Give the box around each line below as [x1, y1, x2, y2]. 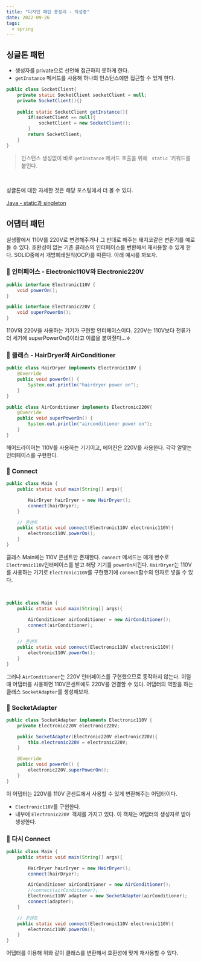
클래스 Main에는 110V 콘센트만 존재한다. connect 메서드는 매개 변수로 [6, 553, 170, 561]
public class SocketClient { [6, 86, 77, 93]
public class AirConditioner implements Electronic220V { [6, 404, 153, 410]
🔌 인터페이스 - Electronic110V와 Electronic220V [6, 267, 144, 276]
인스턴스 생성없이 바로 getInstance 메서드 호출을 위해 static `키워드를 [21, 154, 191, 161]
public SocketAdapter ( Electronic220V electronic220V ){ [17, 733, 158, 739]
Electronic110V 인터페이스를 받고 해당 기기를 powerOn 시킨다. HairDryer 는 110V [6, 561, 192, 568]
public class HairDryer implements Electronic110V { [6, 365, 142, 371]
